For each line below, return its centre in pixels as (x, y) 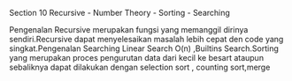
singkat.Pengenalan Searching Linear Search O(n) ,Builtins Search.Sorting (144, 48)
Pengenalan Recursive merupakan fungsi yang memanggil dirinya (129, 29)
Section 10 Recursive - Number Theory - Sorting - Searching (119, 13)
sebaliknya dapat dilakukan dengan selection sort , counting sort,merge (140, 67)
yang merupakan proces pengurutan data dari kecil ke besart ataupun (136, 58)
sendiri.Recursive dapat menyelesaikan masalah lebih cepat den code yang (146, 39)
